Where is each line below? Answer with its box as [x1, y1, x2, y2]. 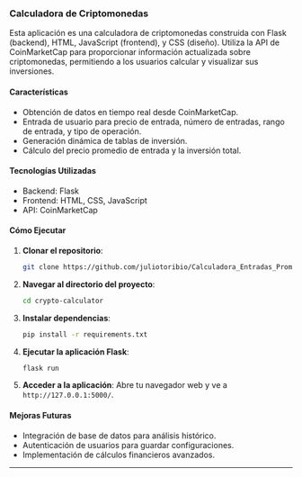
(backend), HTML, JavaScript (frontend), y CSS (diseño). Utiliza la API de [9, 37, 280, 48]
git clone [22, 262, 60, 272]
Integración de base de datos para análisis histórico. [22, 430, 217, 441]
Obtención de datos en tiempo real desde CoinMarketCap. [22, 106, 239, 117]
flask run [22, 364, 60, 373]
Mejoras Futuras [9, 410, 72, 420]
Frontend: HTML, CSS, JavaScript [22, 194, 148, 205]
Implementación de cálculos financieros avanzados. [22, 449, 216, 460]
